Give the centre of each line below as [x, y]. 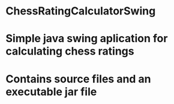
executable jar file [51, 92]
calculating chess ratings [70, 51]
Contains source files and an [78, 79]
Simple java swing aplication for [87, 39]
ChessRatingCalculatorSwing [81, 11]
